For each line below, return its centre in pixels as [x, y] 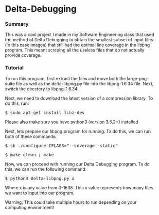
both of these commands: [31, 136]
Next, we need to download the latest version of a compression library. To [79, 98]
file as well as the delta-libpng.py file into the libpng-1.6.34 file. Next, [85, 83]
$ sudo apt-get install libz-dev [45, 112]
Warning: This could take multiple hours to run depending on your [71, 202]
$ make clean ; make [30, 155]
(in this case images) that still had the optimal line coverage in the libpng [77, 45]
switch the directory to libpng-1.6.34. [42, 89]
